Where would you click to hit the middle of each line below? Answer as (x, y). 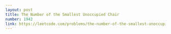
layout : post (19, 10)
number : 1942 (19, 19)
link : (11, 24)
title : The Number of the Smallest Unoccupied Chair (62, 14)
